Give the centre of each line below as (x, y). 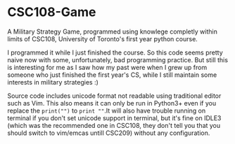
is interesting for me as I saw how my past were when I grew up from (107, 67)
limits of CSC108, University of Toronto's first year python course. (103, 38)
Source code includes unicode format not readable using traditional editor (114, 96)
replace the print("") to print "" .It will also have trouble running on (107, 110)
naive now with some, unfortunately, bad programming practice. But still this (118, 59)
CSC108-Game (52, 12)
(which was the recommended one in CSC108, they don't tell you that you (114, 125)
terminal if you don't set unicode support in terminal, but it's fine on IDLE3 (114, 118)
